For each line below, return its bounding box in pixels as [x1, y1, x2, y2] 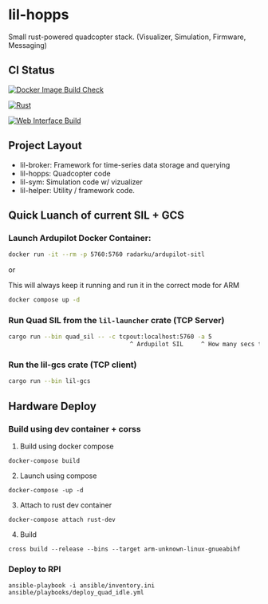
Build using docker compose [19, 441, 114, 451]
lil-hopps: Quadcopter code [19, 168, 111, 178]
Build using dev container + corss [8, 423, 141, 434]
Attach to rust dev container [19, 500, 112, 510]
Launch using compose [19, 471, 97, 480]
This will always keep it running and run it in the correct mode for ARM [8, 281, 240, 290]
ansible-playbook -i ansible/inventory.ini [8, 582, 156, 590]
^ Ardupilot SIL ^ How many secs [129, 341, 255, 349]
